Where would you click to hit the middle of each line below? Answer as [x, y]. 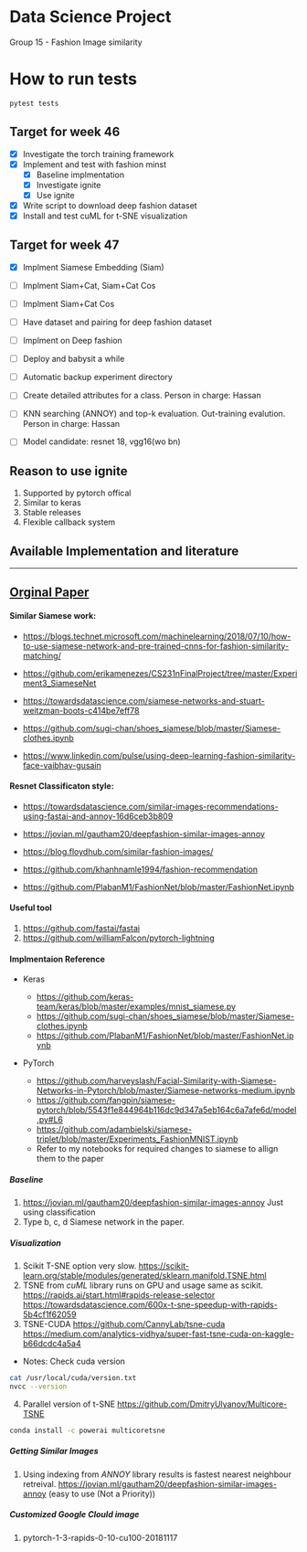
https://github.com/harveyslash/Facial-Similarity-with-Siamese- [156, 1081]
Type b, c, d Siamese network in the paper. [103, 1222]
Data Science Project [90, 17]
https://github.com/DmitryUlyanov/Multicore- [202, 1404]
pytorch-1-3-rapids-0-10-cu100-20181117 [100, 1537]
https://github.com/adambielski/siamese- [114, 1130]
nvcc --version [38, 1387]
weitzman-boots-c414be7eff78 [81, 710]
